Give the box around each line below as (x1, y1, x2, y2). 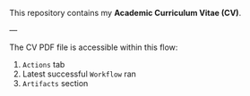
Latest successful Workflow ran (22, 68, 137, 79)
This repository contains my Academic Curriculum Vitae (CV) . (9, 8, 242, 18)
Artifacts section (22, 78, 89, 88)
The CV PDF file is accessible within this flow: (9, 42, 178, 52)
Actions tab (22, 60, 65, 69)
